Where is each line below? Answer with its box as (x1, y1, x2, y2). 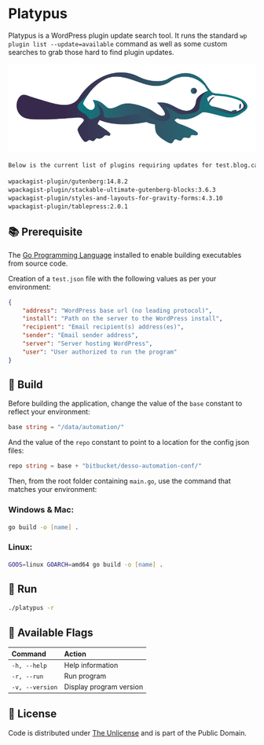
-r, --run (11, 673, 44, 681)
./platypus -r (8, 604, 55, 612)
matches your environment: (8, 485, 97, 494)
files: (8, 446, 24, 456)
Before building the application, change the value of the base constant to (8, 398, 243, 409)
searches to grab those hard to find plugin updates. (8, 47, 174, 57)
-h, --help (11, 662, 47, 670)
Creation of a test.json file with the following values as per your (8, 273, 217, 283)
